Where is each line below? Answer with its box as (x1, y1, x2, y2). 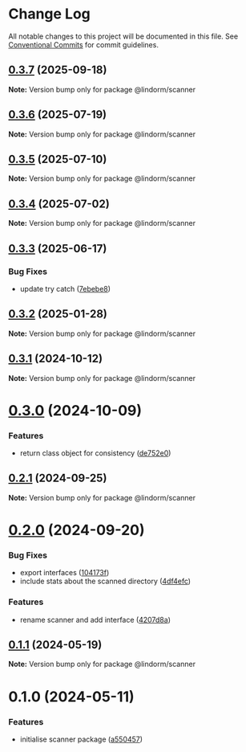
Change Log (8, 5, 91, 23)
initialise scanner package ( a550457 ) (19, 734, 143, 744)
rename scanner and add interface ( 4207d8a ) (19, 615, 171, 624)
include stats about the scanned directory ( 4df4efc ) (19, 576, 191, 586)
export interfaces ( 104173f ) (19, 568, 110, 578)
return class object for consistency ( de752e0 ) (19, 448, 171, 458)
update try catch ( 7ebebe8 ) (19, 284, 111, 293)
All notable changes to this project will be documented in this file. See (8, 31, 239, 41)
